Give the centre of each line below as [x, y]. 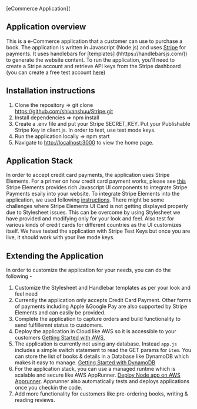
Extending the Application [55, 256]
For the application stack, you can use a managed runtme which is [95, 369]
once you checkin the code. [48, 388]
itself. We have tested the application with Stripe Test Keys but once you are [98, 231]
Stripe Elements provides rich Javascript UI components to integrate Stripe [97, 187]
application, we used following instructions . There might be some [85, 200]
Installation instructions [51, 91]
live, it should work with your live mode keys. [60, 237]
